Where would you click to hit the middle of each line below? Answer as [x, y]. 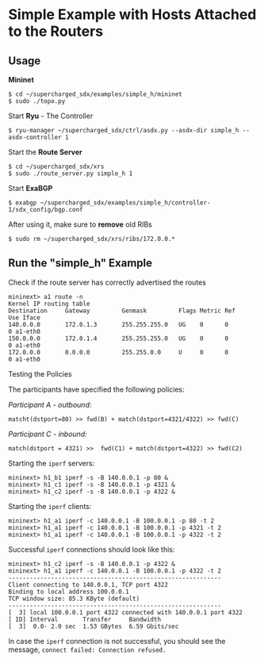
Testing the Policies [40, 373]
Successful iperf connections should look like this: [92, 549]
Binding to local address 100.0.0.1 [69, 591]
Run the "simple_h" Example [80, 263]
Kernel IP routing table [49, 304]
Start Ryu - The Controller [51, 116]
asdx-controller [35, 137]
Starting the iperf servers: [52, 463]
